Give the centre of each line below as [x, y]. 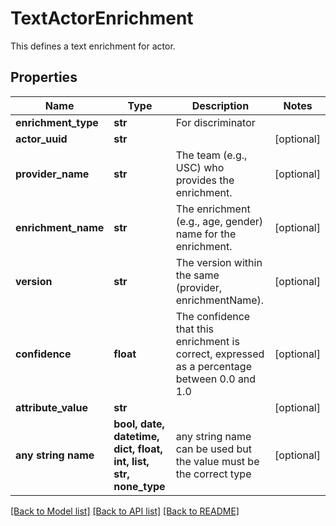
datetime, [136, 436]
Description [220, 105]
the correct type [213, 474]
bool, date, [139, 424]
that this [194, 329]
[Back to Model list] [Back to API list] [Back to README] [125, 511]
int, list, [131, 461]
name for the [206, 234]
